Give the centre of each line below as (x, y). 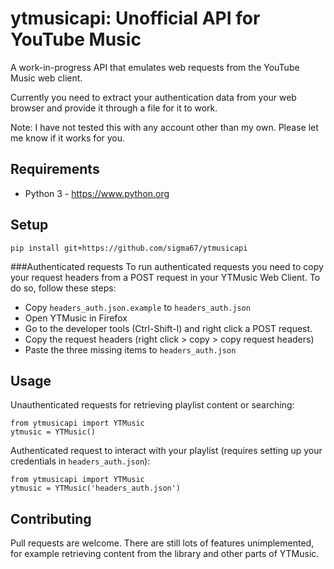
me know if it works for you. (68, 138)
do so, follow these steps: (63, 288)
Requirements (55, 169)
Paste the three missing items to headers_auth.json (130, 349)
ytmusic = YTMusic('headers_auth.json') (96, 488)
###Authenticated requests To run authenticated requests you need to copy (167, 266)
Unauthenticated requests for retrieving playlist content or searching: (152, 405)
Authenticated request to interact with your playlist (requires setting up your (166, 451)
